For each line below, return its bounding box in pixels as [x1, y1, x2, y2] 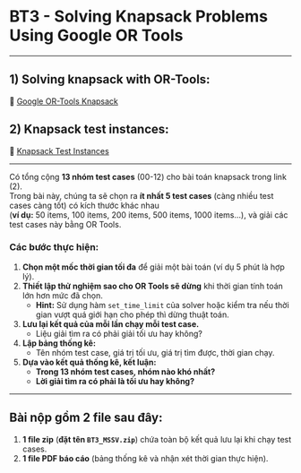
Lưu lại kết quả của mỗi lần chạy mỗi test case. [21, 318, 200, 329]
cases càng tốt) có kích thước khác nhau [9, 200, 159, 211]
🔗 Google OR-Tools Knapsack [9, 96, 119, 107]
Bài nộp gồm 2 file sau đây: [9, 410, 163, 426]
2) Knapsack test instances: [9, 122, 169, 137]
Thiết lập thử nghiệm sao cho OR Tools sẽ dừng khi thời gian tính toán [21, 280, 284, 291]
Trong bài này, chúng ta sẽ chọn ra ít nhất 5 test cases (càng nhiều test [9, 190, 274, 201]
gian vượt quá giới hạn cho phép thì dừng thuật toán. [35, 309, 230, 320]
